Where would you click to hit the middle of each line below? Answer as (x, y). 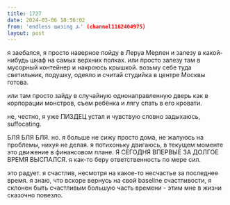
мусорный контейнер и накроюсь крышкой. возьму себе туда (100, 67)
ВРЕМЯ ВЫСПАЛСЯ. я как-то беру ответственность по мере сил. (104, 160)
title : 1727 (24, 14)
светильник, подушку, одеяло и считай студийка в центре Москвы (106, 75)
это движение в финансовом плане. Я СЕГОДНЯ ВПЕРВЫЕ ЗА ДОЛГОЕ (113, 152)
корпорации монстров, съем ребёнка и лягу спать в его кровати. (105, 103)
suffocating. (24, 124)
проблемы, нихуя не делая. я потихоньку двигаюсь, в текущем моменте (115, 145)
